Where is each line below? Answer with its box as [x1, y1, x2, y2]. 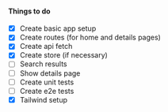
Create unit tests [19, 77, 74, 87]
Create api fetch [19, 42, 73, 51]
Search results [19, 59, 67, 69]
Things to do [8, 6, 51, 16]
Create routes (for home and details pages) [19, 32, 161, 43]
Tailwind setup [19, 95, 68, 104]
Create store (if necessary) [19, 50, 109, 60]
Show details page [19, 68, 81, 78]
